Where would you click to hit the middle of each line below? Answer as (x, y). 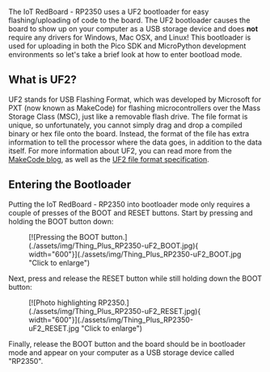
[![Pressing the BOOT (64, 236)
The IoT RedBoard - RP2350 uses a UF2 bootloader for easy (109, 12)
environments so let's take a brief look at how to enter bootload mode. (125, 54)
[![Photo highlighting (63, 303)
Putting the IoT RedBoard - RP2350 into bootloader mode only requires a (129, 204)
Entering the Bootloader (70, 185)
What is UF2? (42, 80)
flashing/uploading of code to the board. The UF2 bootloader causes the (129, 20)
